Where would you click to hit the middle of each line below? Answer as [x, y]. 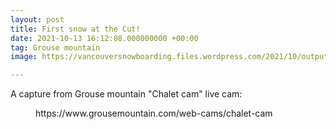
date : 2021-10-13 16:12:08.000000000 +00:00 [104, 38]
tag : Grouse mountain [55, 47]
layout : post [37, 19]
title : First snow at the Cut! [75, 29]
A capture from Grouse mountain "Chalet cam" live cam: [126, 94]
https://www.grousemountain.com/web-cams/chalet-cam [154, 113]
